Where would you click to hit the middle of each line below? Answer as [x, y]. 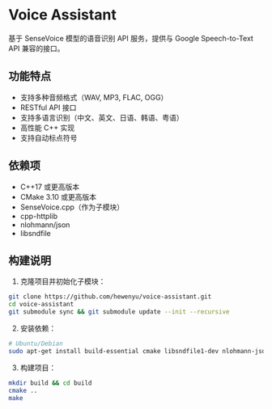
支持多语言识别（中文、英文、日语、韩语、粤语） [102, 117]
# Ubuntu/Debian [36, 344]
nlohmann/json [45, 225]
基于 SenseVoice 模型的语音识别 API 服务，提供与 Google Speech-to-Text [131, 38]
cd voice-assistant [41, 305]
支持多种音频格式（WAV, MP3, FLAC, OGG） [94, 97]
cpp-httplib [39, 216]
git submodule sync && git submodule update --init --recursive [119, 312]
